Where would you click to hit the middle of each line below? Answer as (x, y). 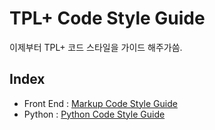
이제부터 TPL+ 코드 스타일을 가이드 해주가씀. (96, 47)
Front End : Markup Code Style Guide (100, 103)
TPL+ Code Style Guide (107, 18)
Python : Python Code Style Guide (94, 114)
